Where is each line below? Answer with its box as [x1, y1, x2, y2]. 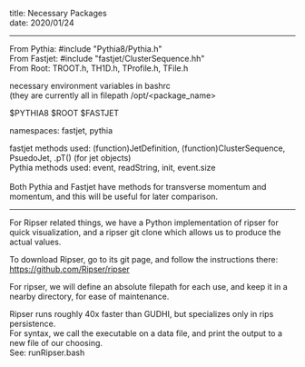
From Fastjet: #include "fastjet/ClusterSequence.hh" [9, 54, 205, 64]
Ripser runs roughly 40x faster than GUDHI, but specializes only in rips [9, 309, 274, 319]
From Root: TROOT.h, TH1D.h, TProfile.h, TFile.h [9, 63, 189, 74]
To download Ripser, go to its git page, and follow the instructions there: [9, 254, 279, 264]
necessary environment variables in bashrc [9, 81, 171, 91]
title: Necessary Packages [9, 8, 107, 18]
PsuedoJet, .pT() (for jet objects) [9, 153, 132, 163]
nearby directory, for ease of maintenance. [9, 291, 170, 302]
